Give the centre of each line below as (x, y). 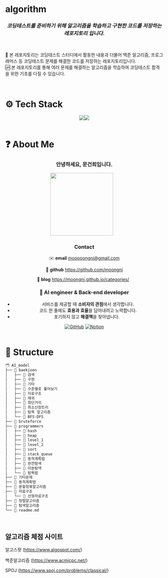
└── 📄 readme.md (22, 510)
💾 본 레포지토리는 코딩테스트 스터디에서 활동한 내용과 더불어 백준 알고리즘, (77, 55)
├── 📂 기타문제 (19, 478)
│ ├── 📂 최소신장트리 (27, 407)
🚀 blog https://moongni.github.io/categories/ (83, 279)
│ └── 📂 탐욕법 (22, 473)
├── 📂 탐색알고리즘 (22, 505)
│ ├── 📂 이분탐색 (23, 468)
